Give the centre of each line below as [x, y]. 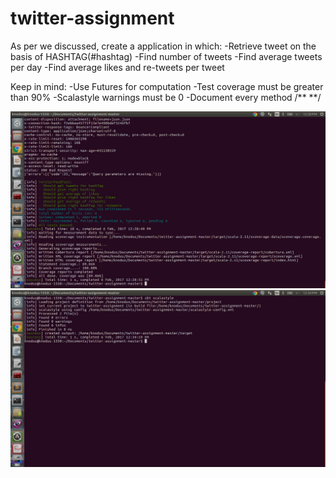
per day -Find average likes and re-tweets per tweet [117, 67]
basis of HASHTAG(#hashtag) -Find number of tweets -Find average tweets [166, 56]
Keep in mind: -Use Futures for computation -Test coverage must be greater [167, 86]
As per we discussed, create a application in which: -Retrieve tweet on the [163, 46]
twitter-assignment [92, 18]
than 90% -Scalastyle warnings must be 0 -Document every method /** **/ [166, 97]
